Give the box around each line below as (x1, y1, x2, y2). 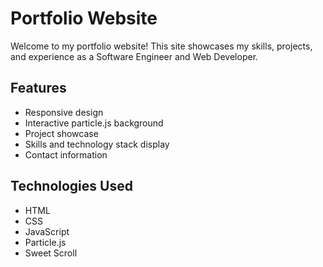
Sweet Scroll (24, 247, 78, 259)
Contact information (24, 148, 108, 161)
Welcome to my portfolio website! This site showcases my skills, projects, (10, 40, 313, 52)
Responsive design (24, 106, 104, 118)
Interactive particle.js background (24, 117, 164, 129)
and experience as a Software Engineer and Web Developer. (10, 50, 259, 62)
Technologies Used (10, 178, 133, 195)
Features (10, 80, 67, 97)
